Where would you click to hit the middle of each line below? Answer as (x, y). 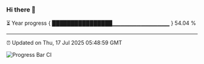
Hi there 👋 (21, 10)
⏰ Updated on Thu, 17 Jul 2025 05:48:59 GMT (64, 43)
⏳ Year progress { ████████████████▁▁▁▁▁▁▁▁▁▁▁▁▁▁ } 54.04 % (101, 23)
